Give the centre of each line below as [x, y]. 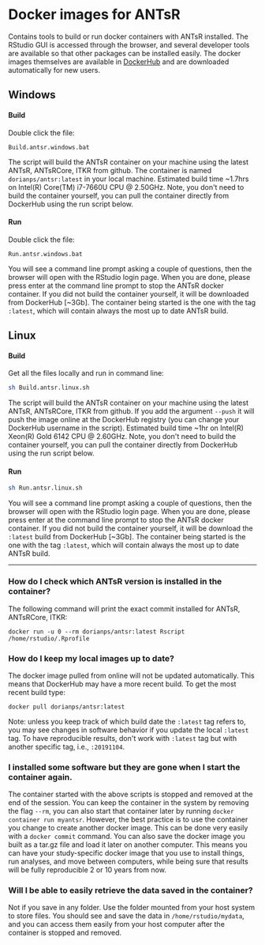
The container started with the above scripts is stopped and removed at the [131, 794]
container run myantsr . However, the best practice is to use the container [128, 819]
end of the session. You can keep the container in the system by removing [129, 803]
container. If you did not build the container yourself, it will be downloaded [129, 293]
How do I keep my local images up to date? [91, 658]
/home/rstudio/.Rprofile [49, 638]
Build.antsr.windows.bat [49, 147]
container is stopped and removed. [65, 933]
